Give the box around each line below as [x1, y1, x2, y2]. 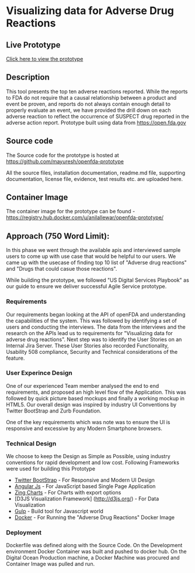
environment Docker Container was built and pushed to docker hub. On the [6, 548, 187, 555]
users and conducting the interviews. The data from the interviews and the [6, 323, 186, 330]
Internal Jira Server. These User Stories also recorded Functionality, [6, 342, 169, 349]
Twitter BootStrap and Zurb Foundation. [6, 407, 102, 414]
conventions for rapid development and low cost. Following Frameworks [6, 459, 180, 466]
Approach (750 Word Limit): [6, 231, 110, 241]
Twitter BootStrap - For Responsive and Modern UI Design [14, 476, 155, 484]
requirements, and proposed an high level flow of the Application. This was [6, 388, 187, 395]
